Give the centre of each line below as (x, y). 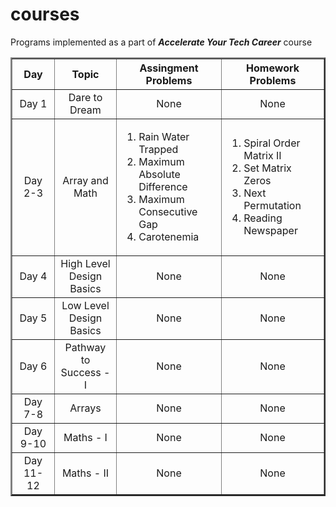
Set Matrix (267, 168)
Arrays (85, 408)
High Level (85, 263)
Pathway (85, 347)
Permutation (272, 205)
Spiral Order (272, 143)
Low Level (85, 305)
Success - (85, 372)
